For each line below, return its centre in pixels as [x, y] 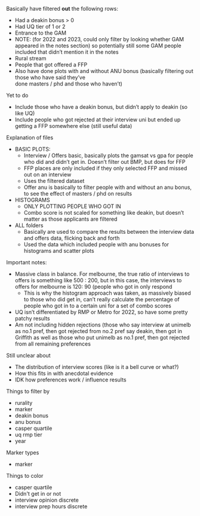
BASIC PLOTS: [33, 149]
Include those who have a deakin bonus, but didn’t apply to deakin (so [101, 107]
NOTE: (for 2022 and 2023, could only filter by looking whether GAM [99, 39]
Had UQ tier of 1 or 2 [40, 27]
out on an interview [47, 175]
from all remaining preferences [53, 344]
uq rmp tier [29, 435]
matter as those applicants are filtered [70, 219]
